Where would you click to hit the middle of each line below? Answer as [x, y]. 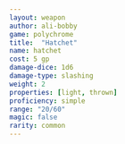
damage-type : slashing [51, 76]
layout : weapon [37, 17]
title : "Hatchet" [43, 42]
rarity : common [37, 126]
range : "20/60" [37, 109]
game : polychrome [42, 34]
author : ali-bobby [43, 26]
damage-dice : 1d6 [42, 68]
